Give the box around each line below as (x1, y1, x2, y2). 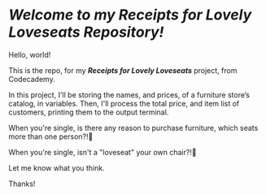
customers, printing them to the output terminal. (8, 107, 169, 117)
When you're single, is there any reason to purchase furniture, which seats (8, 123, 259, 132)
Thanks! (8, 179, 36, 188)
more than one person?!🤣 (8, 132, 94, 141)
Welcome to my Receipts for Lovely (8, 6, 252, 24)
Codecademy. (8, 74, 55, 84)
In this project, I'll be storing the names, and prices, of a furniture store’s (8, 89, 251, 99)
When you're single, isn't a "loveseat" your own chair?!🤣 (8, 147, 197, 157)
